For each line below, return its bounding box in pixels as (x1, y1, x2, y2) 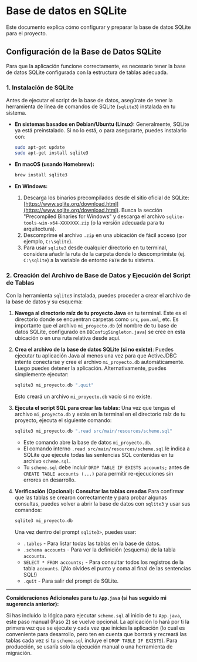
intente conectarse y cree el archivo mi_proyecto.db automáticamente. (14, 358, 185, 365)
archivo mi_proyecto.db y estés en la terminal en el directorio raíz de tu (14, 410, 186, 417)
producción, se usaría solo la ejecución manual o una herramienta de (6, 643, 173, 650)
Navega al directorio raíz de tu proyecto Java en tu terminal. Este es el (14, 309, 187, 316)
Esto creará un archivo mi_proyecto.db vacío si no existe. (14, 393, 152, 400)
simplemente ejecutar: (14, 370, 69, 377)
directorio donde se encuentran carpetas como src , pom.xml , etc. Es (14, 316, 179, 323)
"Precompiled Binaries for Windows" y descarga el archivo (23, 213, 165, 220)
